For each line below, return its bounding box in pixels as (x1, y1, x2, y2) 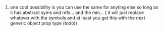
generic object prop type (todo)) (10, 20, 77, 26)
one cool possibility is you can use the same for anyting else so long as (10, 4, 158, 10)
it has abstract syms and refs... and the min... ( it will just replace (10, 9, 144, 15)
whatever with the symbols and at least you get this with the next (10, 15, 145, 20)
